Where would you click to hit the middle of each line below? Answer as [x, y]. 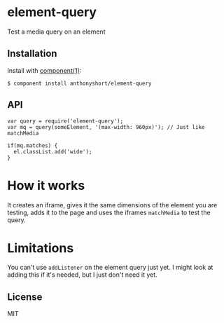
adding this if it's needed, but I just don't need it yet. [82, 275]
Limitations [41, 248]
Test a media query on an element [56, 32]
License [25, 297]
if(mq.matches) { [33, 145]
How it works [46, 185]
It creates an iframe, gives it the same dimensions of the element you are [112, 205]
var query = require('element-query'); [65, 121]
